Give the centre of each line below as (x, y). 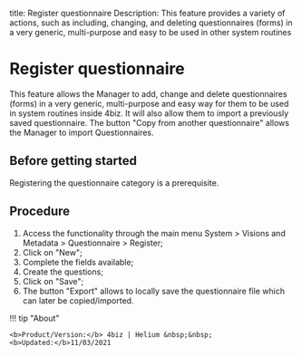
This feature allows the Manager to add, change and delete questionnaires (148, 93)
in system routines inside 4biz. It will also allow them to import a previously (149, 113)
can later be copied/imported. (78, 300)
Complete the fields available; (78, 262)
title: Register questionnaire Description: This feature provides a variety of (147, 13)
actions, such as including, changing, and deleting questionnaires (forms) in (151, 23)
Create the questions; (63, 272)
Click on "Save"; (53, 281)
